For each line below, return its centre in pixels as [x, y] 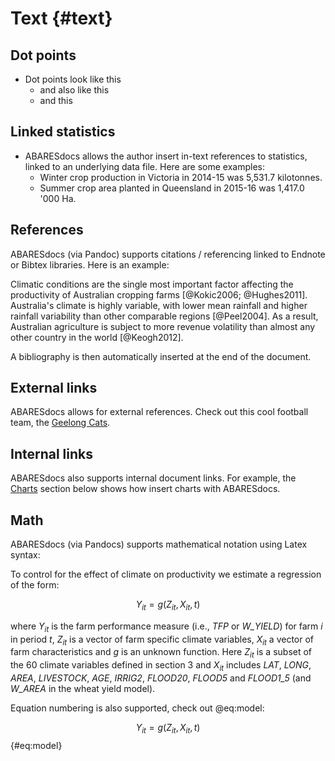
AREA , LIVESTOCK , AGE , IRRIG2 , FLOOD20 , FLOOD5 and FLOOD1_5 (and [161, 678]
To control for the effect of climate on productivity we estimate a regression [166, 574]
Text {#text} [61, 18]
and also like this [74, 90]
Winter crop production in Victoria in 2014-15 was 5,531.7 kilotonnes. [181, 177]
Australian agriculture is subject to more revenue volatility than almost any [163, 326]
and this [56, 100]
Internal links [51, 453]
